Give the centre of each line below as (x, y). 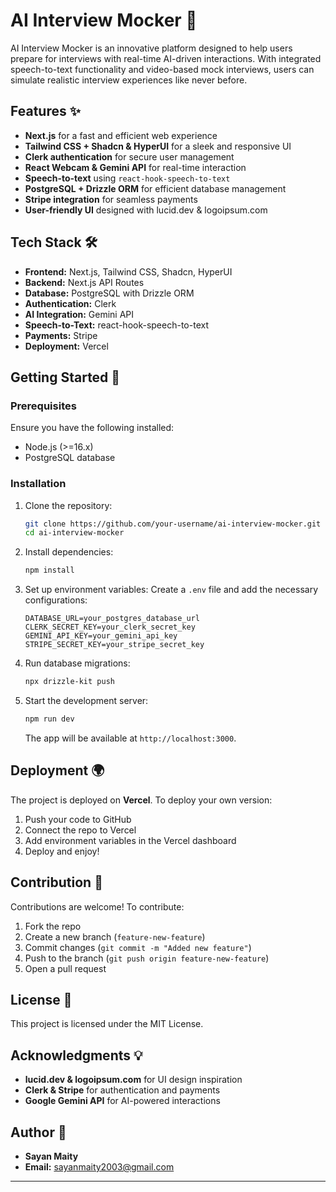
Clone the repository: (68, 505)
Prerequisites (43, 406)
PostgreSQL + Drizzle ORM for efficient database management (155, 188)
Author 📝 (38, 1132)
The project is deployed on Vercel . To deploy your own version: (141, 800)
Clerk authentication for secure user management (129, 156)
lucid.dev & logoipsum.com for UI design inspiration (133, 1080)
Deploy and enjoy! (62, 851)
